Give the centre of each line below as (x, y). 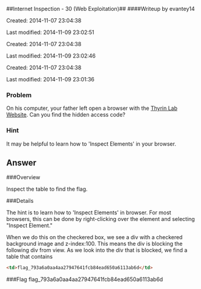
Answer (21, 162)
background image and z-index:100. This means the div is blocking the (94, 244)
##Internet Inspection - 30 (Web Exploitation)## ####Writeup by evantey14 (100, 9)
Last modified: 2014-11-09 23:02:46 (51, 56)
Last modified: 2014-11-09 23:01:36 (51, 79)
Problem (19, 95)
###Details (20, 201)
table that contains (30, 257)
